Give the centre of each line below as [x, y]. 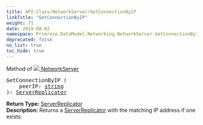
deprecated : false [29, 40]
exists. [14, 116]
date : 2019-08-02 [28, 29]
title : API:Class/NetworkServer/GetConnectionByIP [71, 12]
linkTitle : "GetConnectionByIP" [47, 17]
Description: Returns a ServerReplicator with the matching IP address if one [101, 110]
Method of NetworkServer [43, 69]
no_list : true [24, 46]
